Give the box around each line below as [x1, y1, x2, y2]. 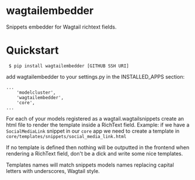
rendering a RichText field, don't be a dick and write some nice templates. [6, 150, 183, 157]
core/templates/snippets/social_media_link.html [6, 133, 127, 139]
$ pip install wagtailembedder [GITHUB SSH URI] [8, 63, 130, 69]
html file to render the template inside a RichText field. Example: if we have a [6, 121, 190, 128]
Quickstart [6, 44, 60, 57]
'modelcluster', [16, 89, 57, 96]
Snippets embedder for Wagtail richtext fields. [6, 23, 117, 30]
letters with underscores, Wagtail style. [6, 167, 100, 174]
